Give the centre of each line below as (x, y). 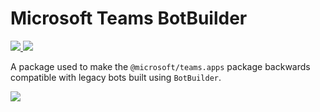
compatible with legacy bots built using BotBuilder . (116, 77)
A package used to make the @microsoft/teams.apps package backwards (160, 66)
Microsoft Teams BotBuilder (129, 18)
